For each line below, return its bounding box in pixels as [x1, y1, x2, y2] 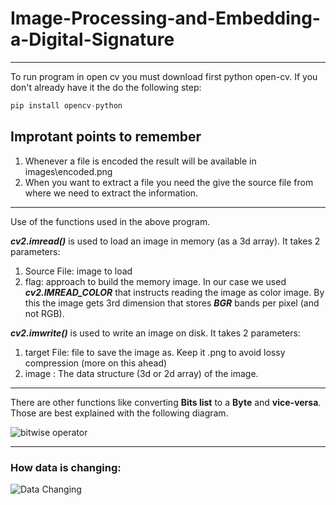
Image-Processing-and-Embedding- [10, 7, 321, 30]
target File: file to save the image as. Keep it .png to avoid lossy [24, 346, 286, 358]
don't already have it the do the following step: [10, 81, 202, 93]
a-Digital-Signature [10, 28, 175, 51]
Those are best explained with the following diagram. [10, 407, 229, 419]
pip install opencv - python [10, 100, 123, 111]
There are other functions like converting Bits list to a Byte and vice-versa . [10, 396, 322, 408]
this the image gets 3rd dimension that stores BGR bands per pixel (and [24, 297, 320, 309]
